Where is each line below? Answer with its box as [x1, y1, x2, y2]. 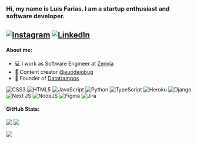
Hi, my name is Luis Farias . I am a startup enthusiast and [6, 5, 170, 13]
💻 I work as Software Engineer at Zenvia [14, 60, 114, 67]
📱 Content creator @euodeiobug [14, 68, 94, 75]
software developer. [6, 12, 65, 20]
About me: [6, 46, 32, 53]
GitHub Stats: [6, 105, 40, 113]
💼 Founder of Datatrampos [14, 74, 79, 81]
